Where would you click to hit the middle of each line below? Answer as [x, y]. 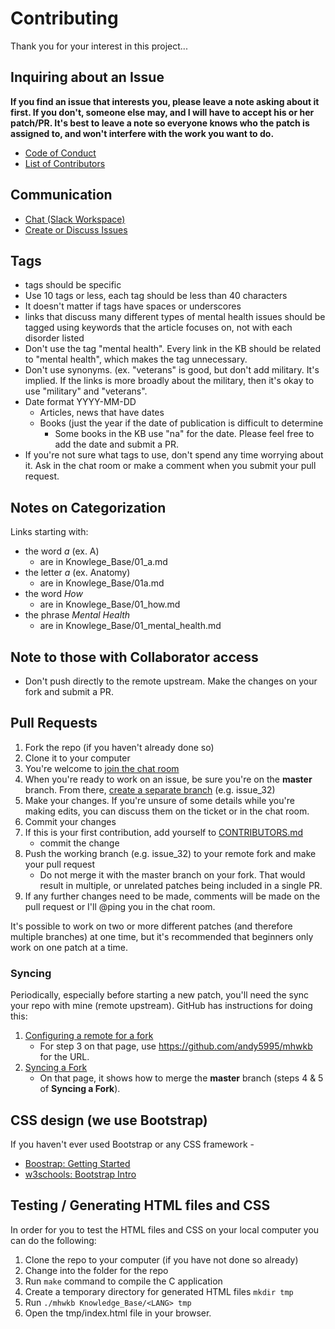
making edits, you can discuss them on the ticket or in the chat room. [167, 811]
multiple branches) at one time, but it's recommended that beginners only [162, 936]
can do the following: [53, 1240]
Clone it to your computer [77, 758]
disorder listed [54, 338]
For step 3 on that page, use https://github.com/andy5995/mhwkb [176, 1046]
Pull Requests [54, 723]
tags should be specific [73, 285]
